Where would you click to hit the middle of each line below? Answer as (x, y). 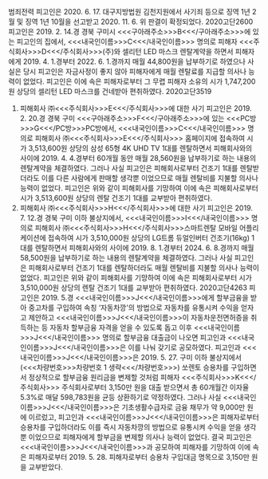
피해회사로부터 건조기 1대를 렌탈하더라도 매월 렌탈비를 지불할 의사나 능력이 (144, 268)
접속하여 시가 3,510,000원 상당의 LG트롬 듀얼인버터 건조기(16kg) (148, 238)
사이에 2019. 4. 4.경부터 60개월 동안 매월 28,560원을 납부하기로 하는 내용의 (138, 158)
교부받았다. (46, 467)
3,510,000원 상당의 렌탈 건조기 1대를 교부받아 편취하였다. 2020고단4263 (133, 288)
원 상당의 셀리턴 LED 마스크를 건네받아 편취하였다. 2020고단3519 (110, 91)
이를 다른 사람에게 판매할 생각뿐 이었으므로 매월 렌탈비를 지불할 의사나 (150, 178)
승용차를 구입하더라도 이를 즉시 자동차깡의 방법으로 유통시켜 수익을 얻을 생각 (138, 427)
